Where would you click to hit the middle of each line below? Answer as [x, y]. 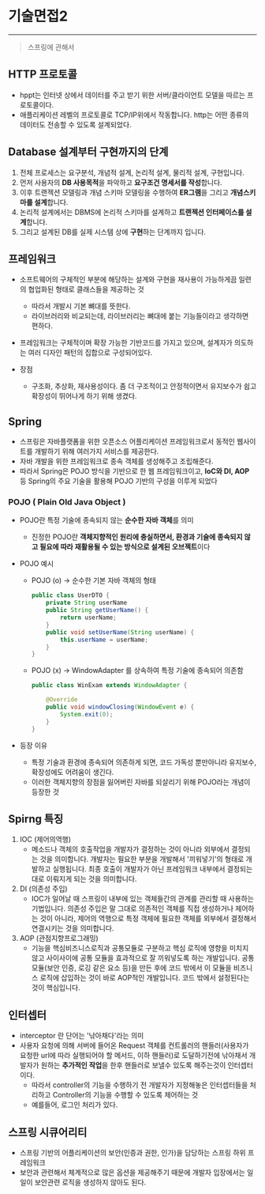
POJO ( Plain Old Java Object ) [67, 502]
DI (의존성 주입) [44, 889]
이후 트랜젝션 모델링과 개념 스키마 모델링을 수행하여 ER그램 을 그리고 [124, 192]
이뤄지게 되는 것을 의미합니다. [91, 879]
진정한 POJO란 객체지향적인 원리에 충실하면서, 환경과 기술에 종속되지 [137, 537]
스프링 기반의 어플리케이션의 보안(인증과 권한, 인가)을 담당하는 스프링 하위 [132, 1153]
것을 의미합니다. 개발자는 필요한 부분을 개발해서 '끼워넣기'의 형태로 [142, 860]
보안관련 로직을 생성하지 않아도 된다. [90, 1182]
